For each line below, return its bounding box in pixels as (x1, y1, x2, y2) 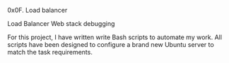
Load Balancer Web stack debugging (7, 20, 115, 27)
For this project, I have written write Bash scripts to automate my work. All (7, 33, 223, 41)
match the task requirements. (7, 48, 93, 56)
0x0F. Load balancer (7, 6, 68, 14)
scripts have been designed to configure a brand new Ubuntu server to (7, 41, 214, 48)
